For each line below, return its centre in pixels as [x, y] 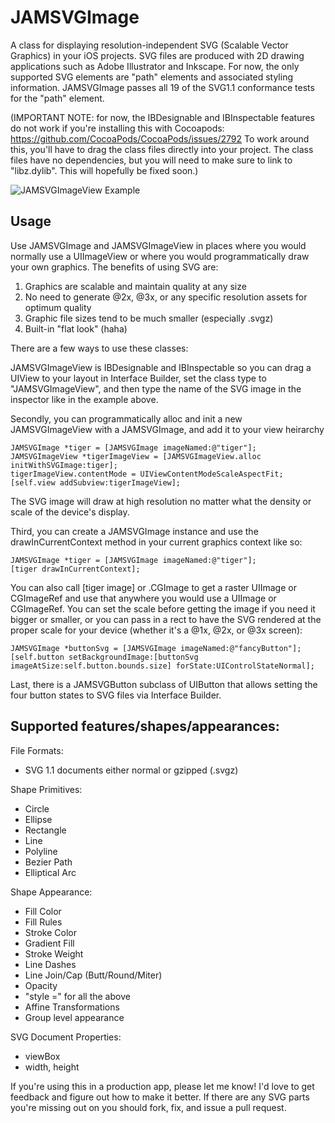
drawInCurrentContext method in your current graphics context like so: [156, 542]
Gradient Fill [49, 943]
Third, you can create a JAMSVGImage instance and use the [134, 531]
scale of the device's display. [70, 512]
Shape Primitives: [46, 789]
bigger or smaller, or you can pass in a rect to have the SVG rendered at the [166, 619]
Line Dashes [50, 964]
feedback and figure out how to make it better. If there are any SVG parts [160, 1097]
